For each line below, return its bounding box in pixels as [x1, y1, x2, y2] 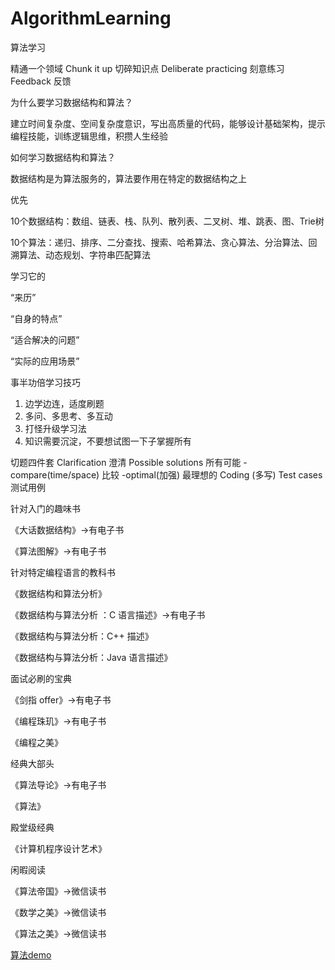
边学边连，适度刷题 [24, 397, 105, 409]
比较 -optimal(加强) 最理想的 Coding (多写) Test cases [101, 468, 323, 481]
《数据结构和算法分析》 [10, 587, 107, 599]
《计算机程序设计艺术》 [10, 842, 107, 854]
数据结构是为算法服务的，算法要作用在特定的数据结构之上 [10, 172, 247, 184]
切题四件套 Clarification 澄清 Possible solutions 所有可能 [10, 456, 242, 468]
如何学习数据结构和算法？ [10, 151, 116, 163]
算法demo [10, 948, 52, 961]
